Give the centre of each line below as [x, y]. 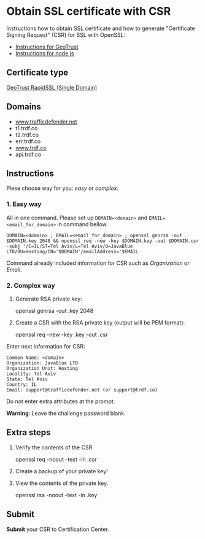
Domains [24, 107]
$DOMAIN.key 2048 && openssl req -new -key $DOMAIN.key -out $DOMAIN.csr [103, 241]
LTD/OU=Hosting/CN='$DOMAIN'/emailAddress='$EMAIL [72, 251]
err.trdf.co [28, 141]
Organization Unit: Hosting [42, 368]
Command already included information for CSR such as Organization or [98, 263]
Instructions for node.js [44, 53]
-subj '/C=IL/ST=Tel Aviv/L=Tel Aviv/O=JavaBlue [70, 246]
